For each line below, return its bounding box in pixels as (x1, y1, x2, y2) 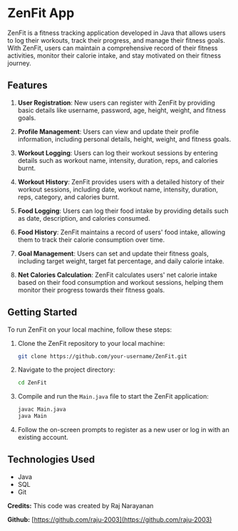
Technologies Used (7, 453, 95, 466)
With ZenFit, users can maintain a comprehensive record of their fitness (7, 43, 219, 52)
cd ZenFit (17, 379, 48, 387)
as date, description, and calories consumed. (17, 214, 151, 222)
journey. (7, 58, 31, 67)
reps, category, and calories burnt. (17, 192, 120, 201)
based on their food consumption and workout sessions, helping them (17, 278, 224, 286)
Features (7, 80, 48, 92)
